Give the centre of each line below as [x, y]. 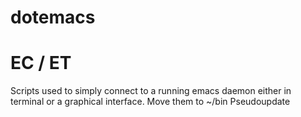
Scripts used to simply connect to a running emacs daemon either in [151, 91]
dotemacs [53, 17]
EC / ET [41, 63]
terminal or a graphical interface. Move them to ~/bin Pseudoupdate [150, 102]
